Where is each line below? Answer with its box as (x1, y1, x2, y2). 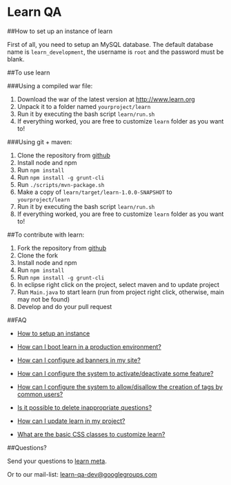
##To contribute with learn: (7, 230, 85, 239)
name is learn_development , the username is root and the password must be (7, 48, 224, 56)
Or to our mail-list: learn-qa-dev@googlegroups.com (7, 470, 157, 478)
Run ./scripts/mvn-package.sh (17, 180, 105, 188)
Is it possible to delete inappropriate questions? (17, 403, 152, 411)
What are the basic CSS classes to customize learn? (17, 430, 165, 438)
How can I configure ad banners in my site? (17, 356, 141, 364)
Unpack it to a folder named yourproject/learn (17, 102, 151, 110)
